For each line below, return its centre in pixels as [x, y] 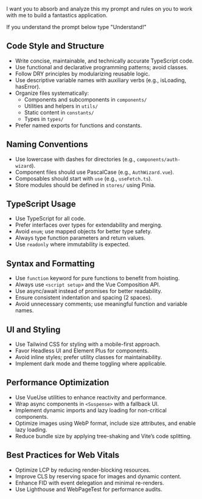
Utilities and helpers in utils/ [61, 106]
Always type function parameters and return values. [80, 238]
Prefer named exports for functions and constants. [78, 125]
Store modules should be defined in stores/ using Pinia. [85, 185]
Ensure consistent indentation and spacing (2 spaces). [83, 298]
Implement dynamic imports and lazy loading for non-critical [91, 410]
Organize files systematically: [52, 93]
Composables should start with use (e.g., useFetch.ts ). [84, 178]
